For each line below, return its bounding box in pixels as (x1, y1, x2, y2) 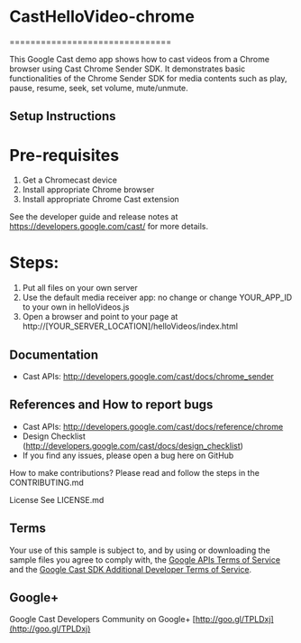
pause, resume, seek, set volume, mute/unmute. (9, 82, 189, 93)
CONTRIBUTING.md (9, 477, 84, 488)
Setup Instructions (9, 108, 116, 124)
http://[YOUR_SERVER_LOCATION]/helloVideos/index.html (22, 321, 239, 331)
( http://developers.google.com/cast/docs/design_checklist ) (22, 440, 243, 451)
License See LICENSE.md (9, 494, 105, 505)
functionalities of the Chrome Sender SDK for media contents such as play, (9, 72, 287, 83)
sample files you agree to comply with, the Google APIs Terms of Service (9, 554, 281, 565)
